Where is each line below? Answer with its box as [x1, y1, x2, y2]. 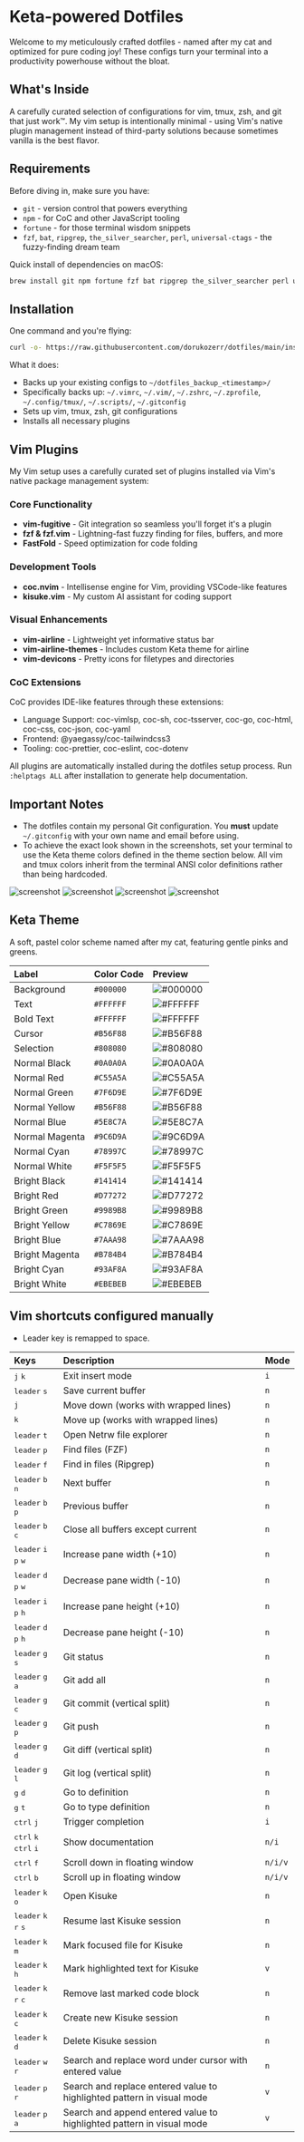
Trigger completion [62, 1815, 145, 1827]
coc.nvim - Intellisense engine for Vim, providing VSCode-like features [22, 581, 288, 592]
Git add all [62, 1674, 106, 1687]
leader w [14, 2058, 48, 2068]
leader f [14, 1459, 48, 1469]
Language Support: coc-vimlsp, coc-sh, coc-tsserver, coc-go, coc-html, [22, 714, 294, 725]
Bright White [14, 1277, 67, 1290]
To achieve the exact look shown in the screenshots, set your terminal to [22, 839, 293, 850]
